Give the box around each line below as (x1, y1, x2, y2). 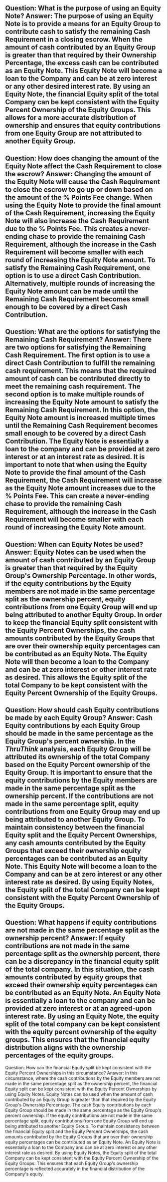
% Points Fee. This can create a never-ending (5, 492, 150, 500)
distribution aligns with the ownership (5, 1043, 126, 1052)
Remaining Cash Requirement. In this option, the (5, 406, 159, 415)
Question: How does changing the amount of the (5, 154, 160, 162)
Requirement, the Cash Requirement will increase (5, 476, 162, 485)
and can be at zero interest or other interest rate (5, 665, 157, 674)
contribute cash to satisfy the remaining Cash (5, 28, 151, 36)
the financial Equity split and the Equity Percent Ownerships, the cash (5, 1128, 149, 1134)
